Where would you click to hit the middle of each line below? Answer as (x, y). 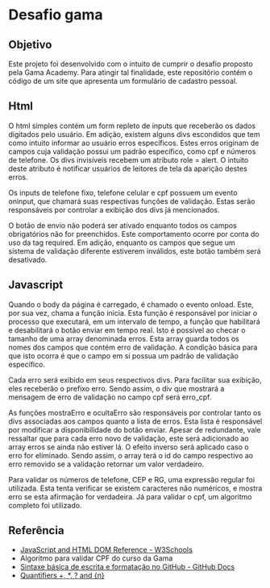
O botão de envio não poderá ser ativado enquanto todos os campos (123, 225)
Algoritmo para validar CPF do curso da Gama (96, 558)
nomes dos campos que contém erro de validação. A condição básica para (133, 347)
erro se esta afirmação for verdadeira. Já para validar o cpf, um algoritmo (130, 496)
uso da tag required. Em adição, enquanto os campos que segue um (122, 242)
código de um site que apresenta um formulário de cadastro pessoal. (123, 81)
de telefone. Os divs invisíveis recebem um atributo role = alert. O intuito (129, 159)
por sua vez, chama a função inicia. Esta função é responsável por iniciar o (133, 313)
